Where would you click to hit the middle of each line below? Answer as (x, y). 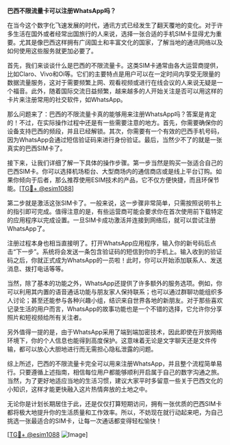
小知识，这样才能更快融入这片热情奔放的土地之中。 (79, 389)
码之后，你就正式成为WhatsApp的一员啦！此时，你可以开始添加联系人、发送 (115, 260)
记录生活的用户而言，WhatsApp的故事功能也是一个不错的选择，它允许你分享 (115, 309)
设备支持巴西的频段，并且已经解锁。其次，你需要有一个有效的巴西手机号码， (115, 131)
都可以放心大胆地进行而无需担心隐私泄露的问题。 (88, 349)
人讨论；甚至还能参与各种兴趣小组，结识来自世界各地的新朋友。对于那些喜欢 (115, 300)
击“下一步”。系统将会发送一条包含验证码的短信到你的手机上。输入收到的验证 (115, 252)
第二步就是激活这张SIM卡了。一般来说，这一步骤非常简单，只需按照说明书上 (115, 203)
